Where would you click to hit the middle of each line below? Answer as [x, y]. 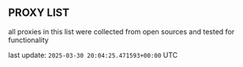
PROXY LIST [39, 13]
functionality [28, 40]
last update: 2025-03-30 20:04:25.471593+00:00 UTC [93, 55]
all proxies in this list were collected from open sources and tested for [121, 31]
